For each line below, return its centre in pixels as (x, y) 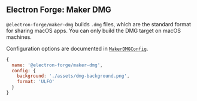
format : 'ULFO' (36, 82)
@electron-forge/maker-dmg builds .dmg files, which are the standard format (99, 24)
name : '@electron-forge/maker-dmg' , (57, 65)
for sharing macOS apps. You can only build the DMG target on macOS (94, 30)
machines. (19, 37)
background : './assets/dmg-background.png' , (73, 76)
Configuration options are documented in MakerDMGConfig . (77, 48)
